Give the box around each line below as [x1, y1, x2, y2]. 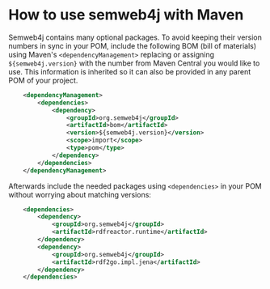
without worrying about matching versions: [8, 189, 152, 199]
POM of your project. [8, 75, 78, 85]
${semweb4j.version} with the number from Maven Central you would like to [8, 58, 260, 68]
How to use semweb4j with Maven [8, 6, 244, 24]
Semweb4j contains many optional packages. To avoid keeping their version [8, 32, 263, 42]
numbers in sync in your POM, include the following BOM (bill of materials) [8, 40, 257, 50]
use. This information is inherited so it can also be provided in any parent [8, 66, 251, 76]
